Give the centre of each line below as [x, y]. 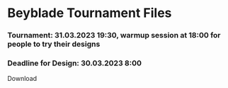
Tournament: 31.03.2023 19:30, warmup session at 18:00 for [114, 35]
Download [22, 79]
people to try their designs [54, 44]
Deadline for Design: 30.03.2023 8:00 [74, 63]
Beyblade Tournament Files [90, 13]
